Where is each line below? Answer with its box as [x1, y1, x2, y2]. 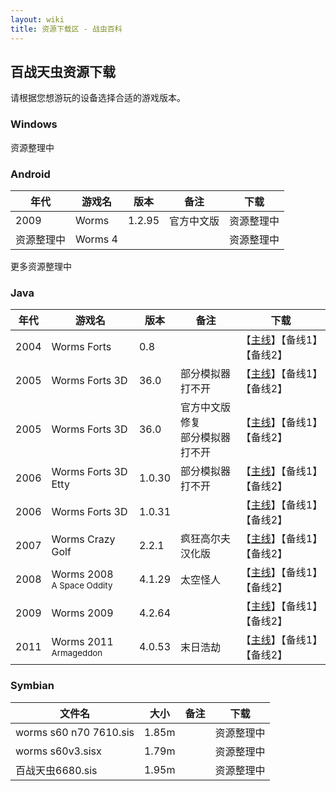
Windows [10, 117, 58, 131]
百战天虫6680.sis [15, 763, 98, 777]
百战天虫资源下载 [10, 63, 116, 80]
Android [10, 167, 51, 181]
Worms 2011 [51, 635, 114, 649]
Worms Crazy [51, 532, 116, 546]
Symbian [10, 679, 55, 693]
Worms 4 [75, 232, 118, 246]
